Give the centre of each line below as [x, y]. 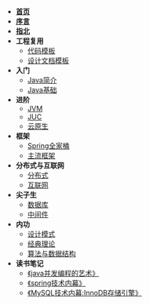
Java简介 [42, 80]
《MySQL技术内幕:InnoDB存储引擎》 [85, 293]
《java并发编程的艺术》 [63, 273]
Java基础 [42, 90]
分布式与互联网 [40, 165]
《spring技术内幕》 [57, 283]
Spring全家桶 [48, 146]
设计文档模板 [48, 60]
